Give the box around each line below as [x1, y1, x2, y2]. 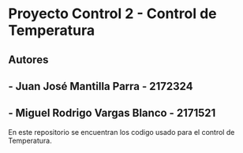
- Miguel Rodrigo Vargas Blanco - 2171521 [8, 106, 216, 120]
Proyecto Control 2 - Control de [8, 5, 217, 23]
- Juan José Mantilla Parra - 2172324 [8, 80, 193, 93]
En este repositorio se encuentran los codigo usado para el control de [8, 127, 235, 136]
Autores [8, 53, 49, 66]
